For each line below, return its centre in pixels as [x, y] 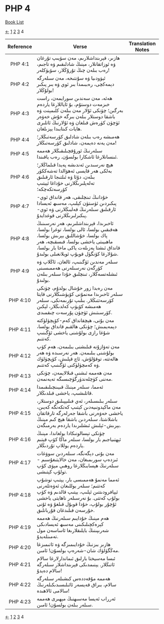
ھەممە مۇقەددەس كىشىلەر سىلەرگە [73, 578]
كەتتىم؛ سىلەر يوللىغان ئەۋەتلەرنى [71, 485]
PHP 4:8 [20, 238]
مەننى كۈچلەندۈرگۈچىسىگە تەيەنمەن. [74, 379]
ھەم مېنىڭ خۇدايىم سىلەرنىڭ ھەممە [73, 518]
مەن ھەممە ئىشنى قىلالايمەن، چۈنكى [74, 373]
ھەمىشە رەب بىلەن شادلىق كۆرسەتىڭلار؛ [78, 136]
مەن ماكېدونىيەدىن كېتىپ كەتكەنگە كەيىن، [79, 407]
